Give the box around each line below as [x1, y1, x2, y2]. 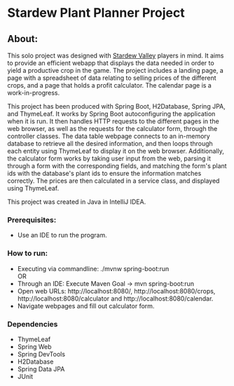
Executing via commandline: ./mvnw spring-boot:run [17, 264, 170, 273]
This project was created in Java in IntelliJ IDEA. [7, 198, 146, 206]
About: [7, 33, 39, 45]
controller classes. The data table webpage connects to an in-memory [7, 132, 210, 140]
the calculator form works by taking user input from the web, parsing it [7, 154, 212, 163]
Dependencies [7, 319, 58, 329]
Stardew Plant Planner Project [7, 5, 185, 21]
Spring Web [17, 342, 52, 351]
